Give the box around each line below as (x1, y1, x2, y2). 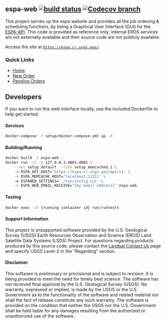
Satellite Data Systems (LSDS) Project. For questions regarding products (5, 237, 154, 243)
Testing (5, 194, 21, 200)
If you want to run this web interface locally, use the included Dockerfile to (5, 106, 158, 112)
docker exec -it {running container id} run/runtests (5, 205, 120, 210)
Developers (5, 93, 42, 101)
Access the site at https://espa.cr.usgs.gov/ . (5, 43, 101, 50)
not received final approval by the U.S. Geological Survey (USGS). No (5, 281, 148, 287)
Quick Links (5, 56, 34, 63)
